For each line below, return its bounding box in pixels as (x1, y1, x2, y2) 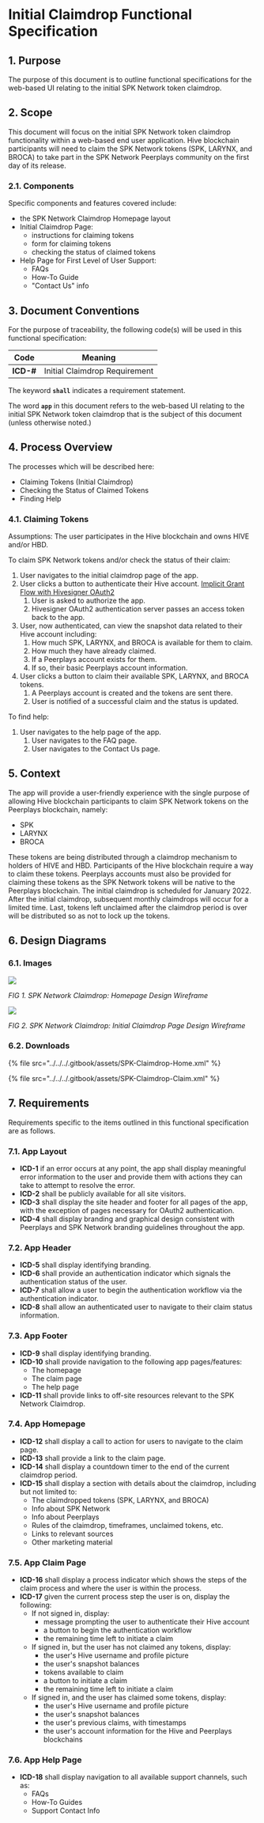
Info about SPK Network (31, 1503, 111, 1513)
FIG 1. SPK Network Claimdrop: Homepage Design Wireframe (8, 990, 208, 1000)
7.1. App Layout (8, 1145, 67, 1156)
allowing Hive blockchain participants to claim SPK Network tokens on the (8, 796, 249, 806)
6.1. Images (8, 958, 53, 969)
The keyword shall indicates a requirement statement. (8, 385, 186, 395)
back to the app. (31, 613, 85, 622)
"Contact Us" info (31, 281, 89, 290)
